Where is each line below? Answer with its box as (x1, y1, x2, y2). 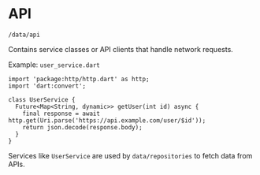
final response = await (22, 110, 101, 117)
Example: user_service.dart (8, 60, 100, 69)
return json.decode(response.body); (22, 123, 143, 131)
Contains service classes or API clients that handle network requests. (8, 44, 234, 54)
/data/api (8, 31, 41, 39)
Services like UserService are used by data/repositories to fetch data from (8, 151, 253, 160)
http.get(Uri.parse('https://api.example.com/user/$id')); (8, 116, 206, 125)
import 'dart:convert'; (8, 82, 87, 90)
